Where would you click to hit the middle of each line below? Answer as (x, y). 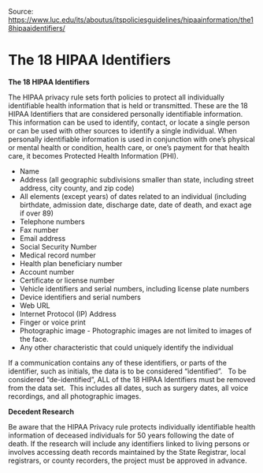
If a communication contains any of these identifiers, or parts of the (117, 362)
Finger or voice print (52, 322)
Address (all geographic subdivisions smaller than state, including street (137, 179)
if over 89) (36, 213)
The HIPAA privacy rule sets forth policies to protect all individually (116, 97)
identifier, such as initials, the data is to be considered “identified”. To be (127, 371)
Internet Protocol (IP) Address (68, 313)
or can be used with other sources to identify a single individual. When (123, 130)
